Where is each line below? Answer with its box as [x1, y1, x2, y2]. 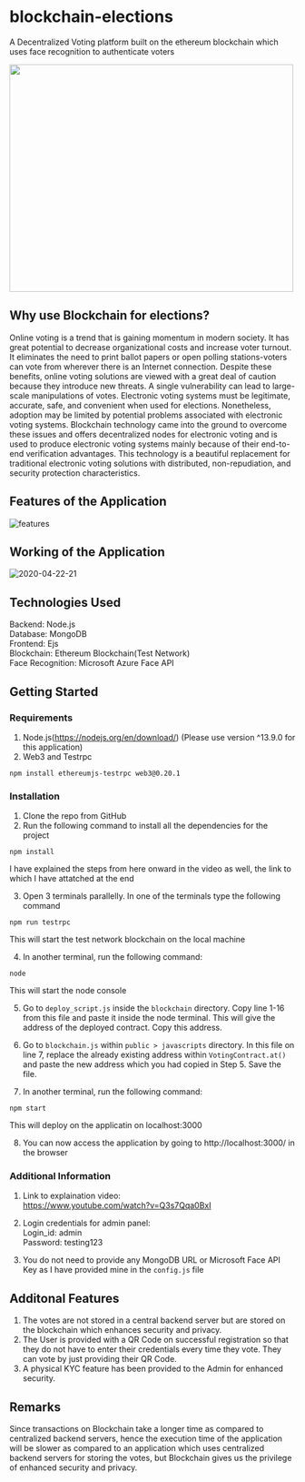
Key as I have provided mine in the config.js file [22, 1265, 204, 1275]
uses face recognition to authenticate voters [9, 45, 175, 56]
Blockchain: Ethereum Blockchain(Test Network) [9, 648, 191, 659]
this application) [22, 741, 84, 752]
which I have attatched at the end [9, 873, 134, 884]
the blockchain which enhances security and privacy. [22, 1325, 222, 1336]
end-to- [261, 439, 290, 449]
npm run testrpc [9, 918, 71, 927]
